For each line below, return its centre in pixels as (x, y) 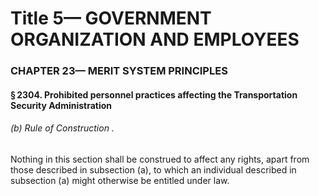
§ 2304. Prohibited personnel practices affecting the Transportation (154, 94)
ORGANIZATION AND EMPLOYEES (155, 39)
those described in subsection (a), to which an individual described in (153, 169)
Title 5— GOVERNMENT (111, 18)
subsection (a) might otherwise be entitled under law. (120, 180)
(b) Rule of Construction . (62, 128)
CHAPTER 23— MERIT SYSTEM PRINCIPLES (119, 71)
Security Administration (61, 105)
